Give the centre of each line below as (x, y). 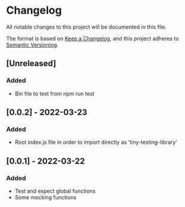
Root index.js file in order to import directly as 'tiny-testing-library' (96, 142)
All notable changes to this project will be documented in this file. (87, 27)
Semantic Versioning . (32, 45)
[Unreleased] (31, 64)
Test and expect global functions (55, 191)
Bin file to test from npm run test (55, 94)
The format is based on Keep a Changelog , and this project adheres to (92, 38)
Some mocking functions (45, 197)
